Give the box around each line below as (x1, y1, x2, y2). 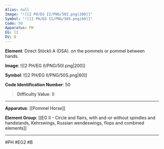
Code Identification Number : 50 (5, 81, 71, 87)
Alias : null (5, 7, 29, 12)
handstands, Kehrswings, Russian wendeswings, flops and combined (5, 120, 144, 125)
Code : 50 (5, 21, 23, 26)
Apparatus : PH (5, 25, 34, 30)
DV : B (5, 35, 16, 40)
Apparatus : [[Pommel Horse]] (5, 105, 65, 111)
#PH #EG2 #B (5, 139, 33, 145)
